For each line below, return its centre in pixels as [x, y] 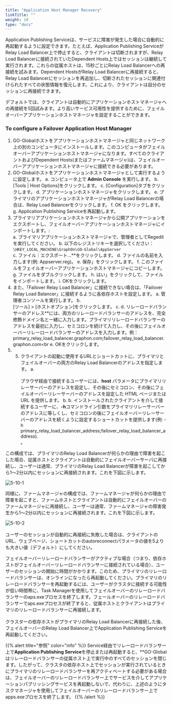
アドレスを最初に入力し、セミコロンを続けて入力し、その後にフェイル [87, 326]
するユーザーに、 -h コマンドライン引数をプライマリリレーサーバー [95, 406]
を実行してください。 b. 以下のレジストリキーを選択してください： [83, 243]
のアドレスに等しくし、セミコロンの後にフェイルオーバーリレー [88, 413]
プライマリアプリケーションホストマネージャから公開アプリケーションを [89, 218]
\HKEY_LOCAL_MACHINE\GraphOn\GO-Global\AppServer [67, 249]
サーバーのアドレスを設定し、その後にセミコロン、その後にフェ [97, 387]
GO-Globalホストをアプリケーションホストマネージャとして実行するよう [89, 172]
